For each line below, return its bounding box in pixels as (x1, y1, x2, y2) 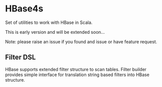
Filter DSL (5, 53, 36, 62)
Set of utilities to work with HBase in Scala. (5, 19, 93, 25)
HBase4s (5, 3, 44, 14)
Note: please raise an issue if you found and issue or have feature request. (5, 38, 158, 45)
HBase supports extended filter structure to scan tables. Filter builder (5, 66, 147, 72)
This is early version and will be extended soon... (5, 29, 105, 35)
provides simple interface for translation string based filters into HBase (5, 72, 150, 78)
